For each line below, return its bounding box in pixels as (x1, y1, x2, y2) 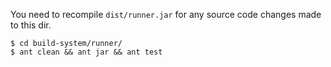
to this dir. (10, 19, 52, 31)
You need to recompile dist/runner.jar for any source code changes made (10, 9, 322, 20)
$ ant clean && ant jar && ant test (10, 47, 163, 57)
